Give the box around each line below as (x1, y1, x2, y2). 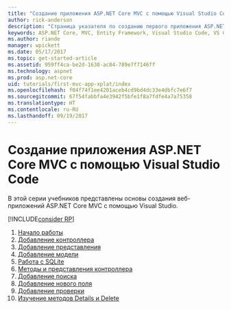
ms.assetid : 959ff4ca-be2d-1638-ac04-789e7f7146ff (8, 61, 156, 68)
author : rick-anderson (8, 17, 73, 23)
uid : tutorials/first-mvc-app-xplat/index (8, 81, 131, 87)
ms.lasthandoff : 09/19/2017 (8, 112, 88, 119)
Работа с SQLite (17, 257, 64, 266)
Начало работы (17, 228, 64, 236)
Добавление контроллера (17, 235, 95, 244)
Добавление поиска (17, 272, 77, 280)
